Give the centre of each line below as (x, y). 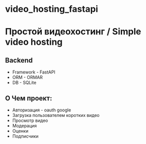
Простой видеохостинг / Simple (73, 32)
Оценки (20, 131)
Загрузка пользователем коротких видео (56, 115)
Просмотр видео (30, 120)
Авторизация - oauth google (42, 110)
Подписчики (25, 136)
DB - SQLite (24, 83)
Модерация (24, 126)
